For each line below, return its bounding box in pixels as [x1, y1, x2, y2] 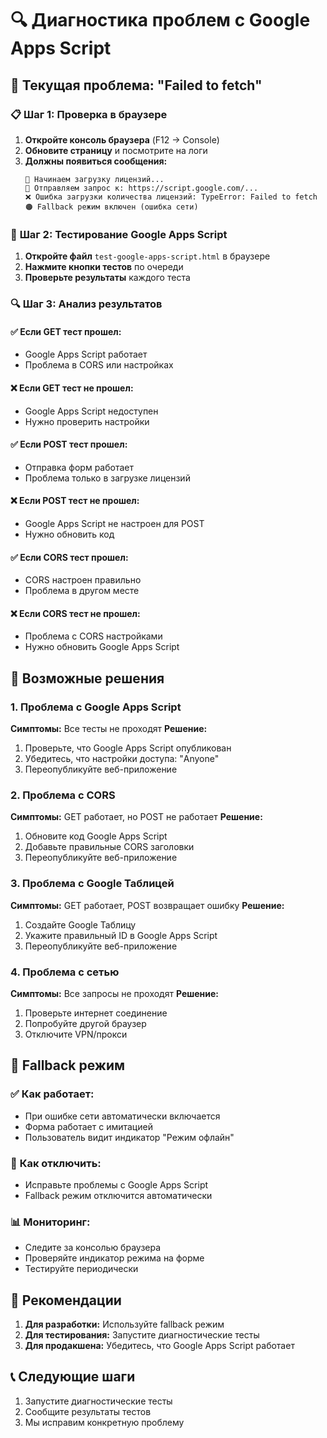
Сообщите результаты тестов [24, 1405, 152, 1417]
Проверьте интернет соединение [24, 1007, 168, 1019]
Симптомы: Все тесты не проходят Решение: [10, 723, 208, 734]
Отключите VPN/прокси [24, 1028, 128, 1040]
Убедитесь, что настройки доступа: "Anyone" [24, 753, 220, 764]
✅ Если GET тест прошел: [10, 325, 122, 337]
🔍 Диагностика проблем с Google [10, 9, 311, 32]
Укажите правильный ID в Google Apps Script [24, 929, 218, 941]
